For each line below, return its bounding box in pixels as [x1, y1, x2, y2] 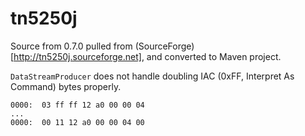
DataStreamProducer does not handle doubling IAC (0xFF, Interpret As [10, 70, 295, 82]
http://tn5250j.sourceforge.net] [13, 50, 142, 62]
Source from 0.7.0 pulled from [10, 40, 133, 52]
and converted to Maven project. [146, 50, 282, 62]
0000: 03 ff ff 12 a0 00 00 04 [10, 100, 145, 110]
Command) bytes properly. [10, 80, 122, 92]
